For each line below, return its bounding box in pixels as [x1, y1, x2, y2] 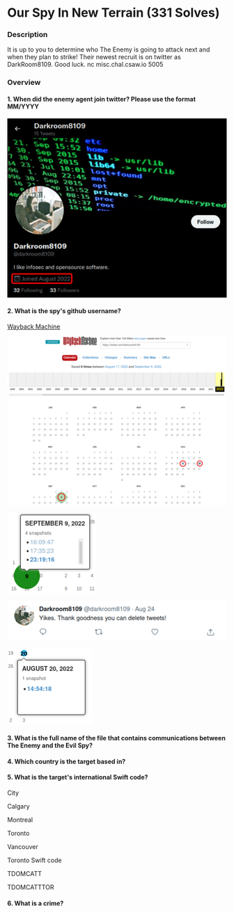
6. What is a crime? [7, 899, 64, 907]
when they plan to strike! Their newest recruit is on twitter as [7, 53, 181, 61]
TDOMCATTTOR [7, 882, 54, 891]
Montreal [7, 816, 33, 824]
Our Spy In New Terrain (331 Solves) [7, 5, 220, 21]
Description [7, 30, 48, 40]
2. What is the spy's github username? [7, 307, 122, 315]
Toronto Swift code [7, 856, 62, 864]
